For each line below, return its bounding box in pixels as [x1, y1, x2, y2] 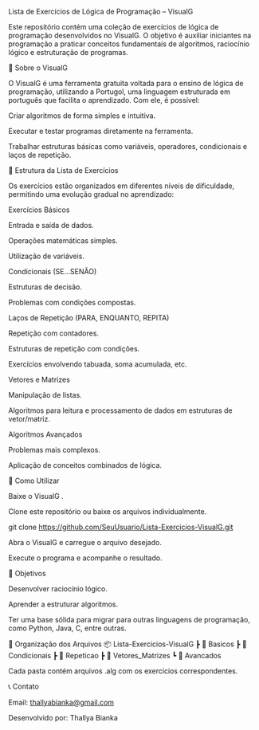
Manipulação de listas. [8, 391, 82, 399]
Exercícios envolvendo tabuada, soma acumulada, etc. [8, 359, 187, 369]
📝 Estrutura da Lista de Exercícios [8, 166, 119, 175]
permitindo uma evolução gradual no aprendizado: [8, 190, 175, 198]
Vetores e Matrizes [8, 375, 70, 384]
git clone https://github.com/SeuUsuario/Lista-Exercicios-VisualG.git [8, 522, 233, 532]
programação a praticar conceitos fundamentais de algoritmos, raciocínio [8, 39, 249, 49]
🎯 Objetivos [8, 569, 46, 578]
